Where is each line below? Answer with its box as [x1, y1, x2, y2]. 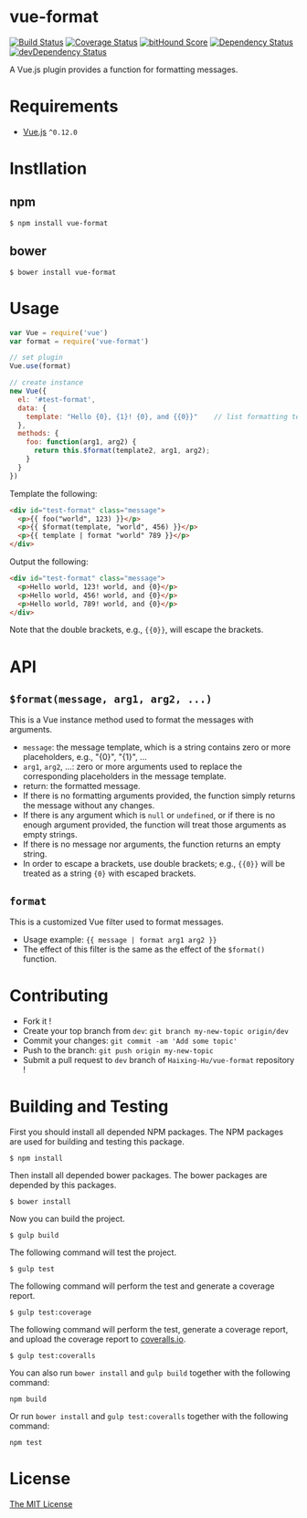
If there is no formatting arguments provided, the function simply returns [22, 790, 296, 801]
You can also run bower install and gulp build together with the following [9, 1367, 291, 1378]
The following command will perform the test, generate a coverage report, [9, 1324, 289, 1335]
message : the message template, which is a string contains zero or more [22, 742, 291, 753]
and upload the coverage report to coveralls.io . [9, 1334, 186, 1344]
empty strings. [22, 829, 78, 840]
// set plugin [9, 353, 64, 363]
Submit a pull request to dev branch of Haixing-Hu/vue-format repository [22, 1055, 295, 1066]
